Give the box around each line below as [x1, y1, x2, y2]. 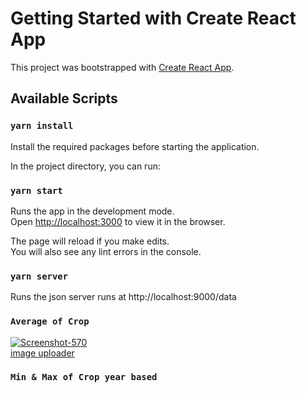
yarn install [10, 120, 74, 132]
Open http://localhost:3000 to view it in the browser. [10, 215, 226, 227]
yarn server [10, 270, 69, 282]
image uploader [10, 347, 75, 359]
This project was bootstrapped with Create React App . [10, 61, 235, 73]
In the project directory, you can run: [10, 160, 161, 172]
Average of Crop [10, 316, 90, 327]
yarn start [10, 185, 63, 196]
